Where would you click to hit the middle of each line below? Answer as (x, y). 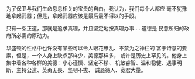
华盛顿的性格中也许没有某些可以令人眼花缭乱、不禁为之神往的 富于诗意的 (94, 48)
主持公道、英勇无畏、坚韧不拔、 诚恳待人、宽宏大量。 (81, 70)
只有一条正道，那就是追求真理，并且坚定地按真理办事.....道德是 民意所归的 (95, 28)
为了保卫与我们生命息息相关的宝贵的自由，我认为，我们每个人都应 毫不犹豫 (97, 8)
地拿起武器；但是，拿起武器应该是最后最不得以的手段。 (73, 16)
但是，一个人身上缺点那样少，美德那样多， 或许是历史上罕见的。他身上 (102, 55)
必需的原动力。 (34, 36)
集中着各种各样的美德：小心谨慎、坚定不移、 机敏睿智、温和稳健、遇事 (91, 63)
